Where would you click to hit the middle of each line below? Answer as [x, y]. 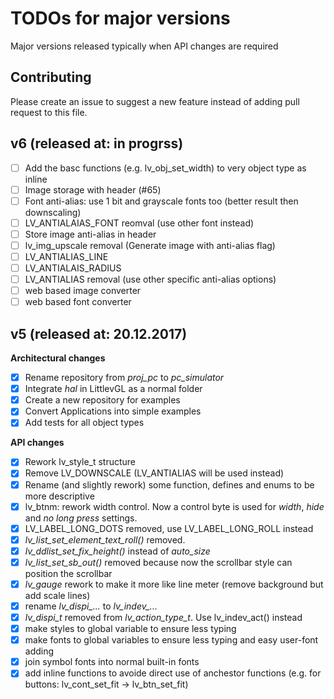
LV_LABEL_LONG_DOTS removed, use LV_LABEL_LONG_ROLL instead [169, 528]
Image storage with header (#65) [93, 189]
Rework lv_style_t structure [80, 462]
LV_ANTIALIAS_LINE [66, 256]
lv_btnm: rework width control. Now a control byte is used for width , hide [174, 506]
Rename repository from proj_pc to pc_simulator [124, 378]
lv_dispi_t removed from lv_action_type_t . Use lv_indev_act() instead [163, 617]
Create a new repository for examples [102, 400]
